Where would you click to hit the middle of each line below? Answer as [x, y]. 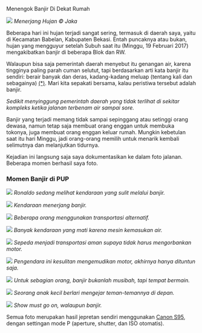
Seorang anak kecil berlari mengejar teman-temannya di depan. [94, 293]
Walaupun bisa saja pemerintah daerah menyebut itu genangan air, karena [99, 64]
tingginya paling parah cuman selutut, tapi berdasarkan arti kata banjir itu [97, 70]
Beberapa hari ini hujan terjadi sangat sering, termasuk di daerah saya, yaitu [101, 33]
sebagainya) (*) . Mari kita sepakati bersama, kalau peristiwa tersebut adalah [101, 83]
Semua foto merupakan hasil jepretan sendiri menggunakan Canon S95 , [96, 317]
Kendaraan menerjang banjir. [50, 205]
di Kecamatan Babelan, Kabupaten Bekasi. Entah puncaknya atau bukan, [97, 39]
